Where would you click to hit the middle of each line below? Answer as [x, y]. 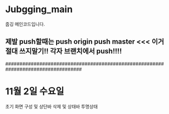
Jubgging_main [39, 9]
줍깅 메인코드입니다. [25, 24]
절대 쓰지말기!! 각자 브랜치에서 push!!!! [64, 51]
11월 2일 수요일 [35, 91]
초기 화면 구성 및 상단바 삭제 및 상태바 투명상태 [52, 106]
